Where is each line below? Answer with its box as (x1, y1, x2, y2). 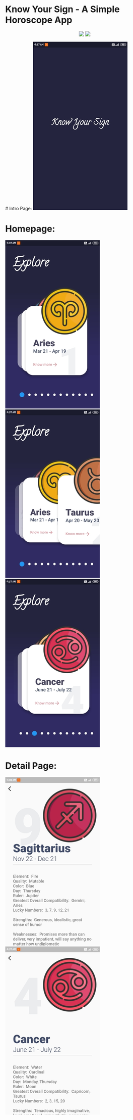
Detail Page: (5, 760, 57, 772)
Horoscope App (5, 14, 73, 26)
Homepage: (5, 223, 55, 235)
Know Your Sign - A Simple (5, 4, 120, 15)
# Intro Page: (5, 205, 32, 211)
